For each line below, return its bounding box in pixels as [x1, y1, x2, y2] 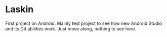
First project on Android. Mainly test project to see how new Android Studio [5, 20, 162, 26]
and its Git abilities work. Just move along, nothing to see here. [5, 25, 137, 31]
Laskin [5, 4, 34, 15]
